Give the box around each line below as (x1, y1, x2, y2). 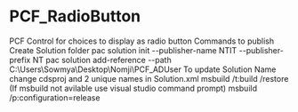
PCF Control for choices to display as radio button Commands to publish (9, 36, 274, 46)
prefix (9, 54, 31, 65)
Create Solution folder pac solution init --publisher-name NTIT (9, 44, 238, 55)
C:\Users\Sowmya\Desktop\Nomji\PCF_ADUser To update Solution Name (9, 64, 277, 75)
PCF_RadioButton (9, 6, 141, 27)
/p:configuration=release (9, 92, 101, 103)
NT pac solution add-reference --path (32, 54, 172, 65)
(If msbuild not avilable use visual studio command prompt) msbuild (9, 83, 258, 93)
